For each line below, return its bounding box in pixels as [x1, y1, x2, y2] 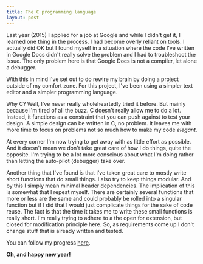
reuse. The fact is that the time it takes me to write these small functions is [6, 207, 193, 215]
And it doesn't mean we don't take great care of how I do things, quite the [6, 144, 191, 151]
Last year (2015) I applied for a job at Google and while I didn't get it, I [6, 31, 181, 38]
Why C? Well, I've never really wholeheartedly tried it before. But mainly [6, 100, 186, 107]
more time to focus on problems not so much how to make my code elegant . [6, 126, 198, 133]
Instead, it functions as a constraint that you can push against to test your [6, 113, 190, 120]
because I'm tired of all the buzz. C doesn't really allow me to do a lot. [6, 106, 181, 114]
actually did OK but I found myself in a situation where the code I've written [6, 44, 194, 52]
